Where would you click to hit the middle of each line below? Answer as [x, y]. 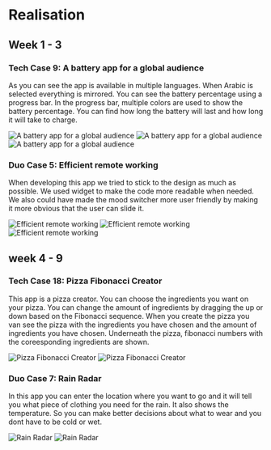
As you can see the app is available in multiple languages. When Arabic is [131, 85]
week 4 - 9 [36, 258]
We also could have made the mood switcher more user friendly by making [133, 200]
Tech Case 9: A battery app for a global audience [106, 68]
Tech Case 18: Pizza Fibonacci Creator [85, 281]
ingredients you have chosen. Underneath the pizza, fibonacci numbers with [136, 333]
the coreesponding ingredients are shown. [79, 342]
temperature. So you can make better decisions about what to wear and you [135, 414]
